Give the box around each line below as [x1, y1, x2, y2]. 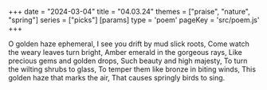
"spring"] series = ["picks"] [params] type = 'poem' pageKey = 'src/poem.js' [8, 15, 260, 25]
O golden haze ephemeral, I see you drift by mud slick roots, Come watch [8, 39, 249, 49]
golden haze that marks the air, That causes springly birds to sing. [8, 73, 226, 82]
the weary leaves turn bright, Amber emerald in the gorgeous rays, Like [8, 48, 243, 57]
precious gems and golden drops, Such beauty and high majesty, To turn [8, 56, 248, 65]
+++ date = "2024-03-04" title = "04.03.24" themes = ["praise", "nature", [8, 7, 251, 16]
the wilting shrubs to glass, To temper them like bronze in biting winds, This [8, 65, 257, 74]
